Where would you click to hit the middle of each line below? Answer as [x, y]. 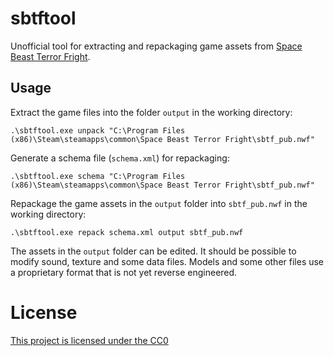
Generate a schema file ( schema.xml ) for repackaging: [120, 158]
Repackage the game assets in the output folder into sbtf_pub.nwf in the [159, 203]
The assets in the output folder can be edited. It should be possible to [153, 251]
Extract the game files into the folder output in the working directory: [151, 112]
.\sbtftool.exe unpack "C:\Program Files [98, 130]
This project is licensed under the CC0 [89, 340]
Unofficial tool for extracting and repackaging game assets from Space [156, 46]
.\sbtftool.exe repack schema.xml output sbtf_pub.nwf [127, 232]
